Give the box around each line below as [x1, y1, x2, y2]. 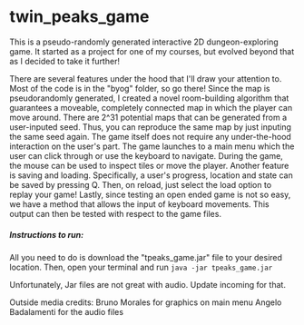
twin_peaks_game [9, 6, 150, 27]
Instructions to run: [9, 229, 84, 240]
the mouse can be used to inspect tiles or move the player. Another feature [9, 160, 289, 171]
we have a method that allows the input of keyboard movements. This [9, 198, 270, 210]
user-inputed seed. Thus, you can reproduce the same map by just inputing [9, 121, 292, 133]
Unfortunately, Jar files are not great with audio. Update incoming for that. [9, 279, 286, 290]
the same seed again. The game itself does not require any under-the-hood [9, 131, 292, 142]
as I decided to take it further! [9, 55, 121, 66]
